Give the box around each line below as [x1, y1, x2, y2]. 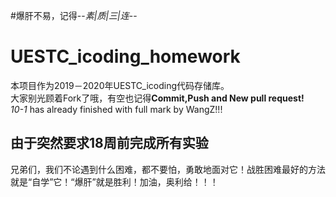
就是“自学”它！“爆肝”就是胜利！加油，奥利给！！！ [10, 175, 219, 188]
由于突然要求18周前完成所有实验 [10, 135, 209, 152]
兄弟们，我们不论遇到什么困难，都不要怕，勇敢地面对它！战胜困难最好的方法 [10, 163, 326, 175]
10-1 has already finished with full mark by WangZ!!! [10, 103, 223, 115]
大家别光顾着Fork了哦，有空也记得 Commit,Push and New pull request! [10, 92, 305, 104]
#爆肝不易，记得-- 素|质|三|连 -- [10, 10, 138, 21]
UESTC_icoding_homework [10, 45, 241, 68]
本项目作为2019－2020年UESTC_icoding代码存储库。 [10, 79, 230, 91]
